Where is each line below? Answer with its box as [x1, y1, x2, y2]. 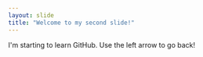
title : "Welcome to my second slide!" [8, 19, 135, 27]
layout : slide [8, 11, 55, 20]
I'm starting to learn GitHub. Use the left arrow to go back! [8, 40, 196, 49]
